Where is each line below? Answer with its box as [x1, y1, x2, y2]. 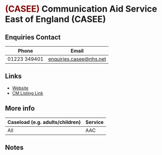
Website [12, 85, 29, 91]
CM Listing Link [12, 90, 44, 96]
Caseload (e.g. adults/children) [7, 119, 81, 125]
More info [5, 104, 35, 113]
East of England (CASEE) [5, 14, 106, 25]
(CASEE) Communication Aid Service [5, 3, 158, 15]
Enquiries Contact [5, 33, 61, 41]
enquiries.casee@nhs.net [48, 56, 106, 62]
